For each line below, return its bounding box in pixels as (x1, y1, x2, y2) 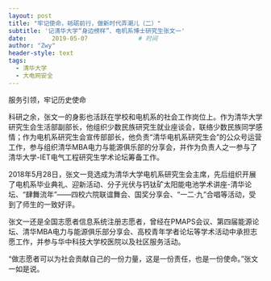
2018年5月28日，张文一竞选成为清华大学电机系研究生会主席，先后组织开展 (8, 169, 256, 179)
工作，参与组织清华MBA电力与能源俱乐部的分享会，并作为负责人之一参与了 (8, 142, 258, 151)
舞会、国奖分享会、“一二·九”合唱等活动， (113, 189, 249, 199)
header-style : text (8, 49, 74, 57)
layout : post (8, 11, 52, 20)
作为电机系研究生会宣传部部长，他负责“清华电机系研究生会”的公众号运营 (22, 132, 262, 142)
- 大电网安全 (15, 72, 54, 80)
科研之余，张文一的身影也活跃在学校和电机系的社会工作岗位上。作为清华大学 (8, 112, 263, 122)
